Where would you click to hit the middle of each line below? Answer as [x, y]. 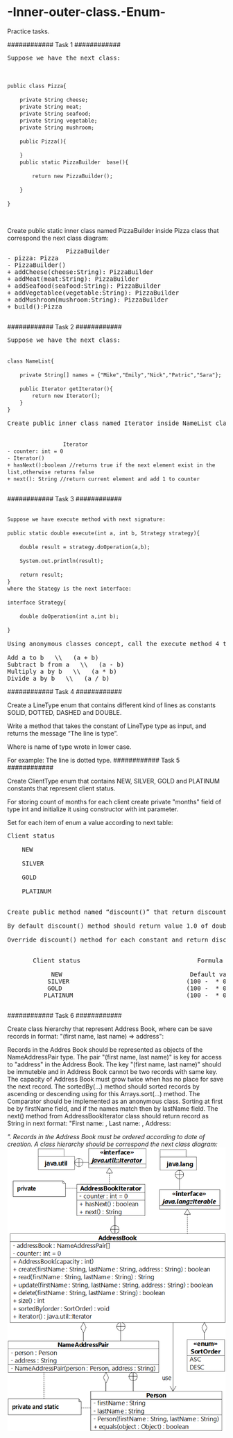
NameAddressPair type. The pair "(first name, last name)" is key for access [114, 1057]
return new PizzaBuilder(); [72, 176]
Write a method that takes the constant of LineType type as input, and [107, 726]
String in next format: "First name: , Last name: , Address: [89, 1123]
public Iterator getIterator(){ [66, 389]
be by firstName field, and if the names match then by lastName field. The [113, 1108]
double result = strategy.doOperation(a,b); [85, 547]
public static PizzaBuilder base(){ [74, 162]
